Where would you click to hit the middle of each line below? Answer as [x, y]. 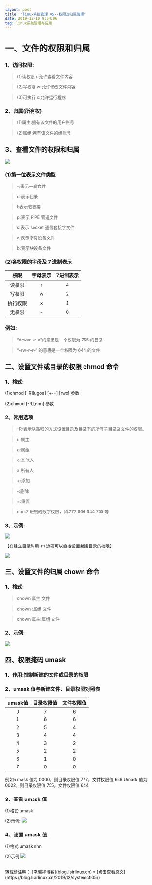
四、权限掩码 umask [35, 660]
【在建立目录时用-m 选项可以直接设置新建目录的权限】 [59, 546]
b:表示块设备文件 [34, 248]
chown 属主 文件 [33, 598]
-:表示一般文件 [31, 186]
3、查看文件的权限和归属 [42, 149]
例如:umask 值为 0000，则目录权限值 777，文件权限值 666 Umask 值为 [76, 779]
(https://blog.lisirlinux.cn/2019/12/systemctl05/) [52, 878]
